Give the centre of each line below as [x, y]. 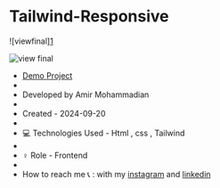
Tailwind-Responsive [89, 16]
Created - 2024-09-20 [64, 113]
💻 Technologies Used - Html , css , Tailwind [103, 133]
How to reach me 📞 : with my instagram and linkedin [116, 174]
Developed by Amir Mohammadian [86, 94]
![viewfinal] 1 [31, 41]
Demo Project [47, 75]
